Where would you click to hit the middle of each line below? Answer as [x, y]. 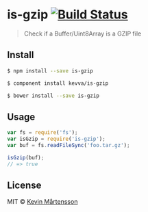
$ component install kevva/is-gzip [58, 83]
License [24, 185]
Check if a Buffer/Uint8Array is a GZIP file [83, 34]
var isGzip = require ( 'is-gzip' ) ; [57, 139]
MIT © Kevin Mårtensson [42, 202]
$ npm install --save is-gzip [50, 71]
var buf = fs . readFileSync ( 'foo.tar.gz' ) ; [69, 145]
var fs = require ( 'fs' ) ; [42, 133]
